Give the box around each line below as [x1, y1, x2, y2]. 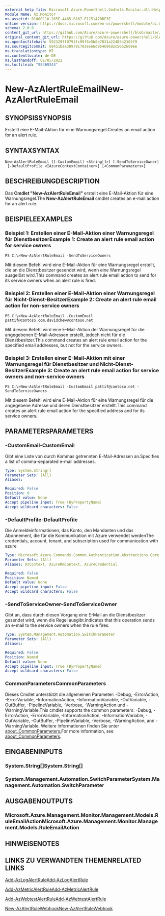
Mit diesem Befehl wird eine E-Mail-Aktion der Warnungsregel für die [5, 326, 145, 332]
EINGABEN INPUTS [5, 748, 63, 756]
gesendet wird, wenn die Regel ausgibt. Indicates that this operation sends [5, 617, 155, 623]
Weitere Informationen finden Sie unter [41, 723, 119, 728]
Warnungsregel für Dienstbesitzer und [5, 361, 99, 368]
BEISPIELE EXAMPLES [5, 215, 73, 224]
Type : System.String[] [5, 468, 52, 473]
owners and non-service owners [5, 373, 85, 380]
